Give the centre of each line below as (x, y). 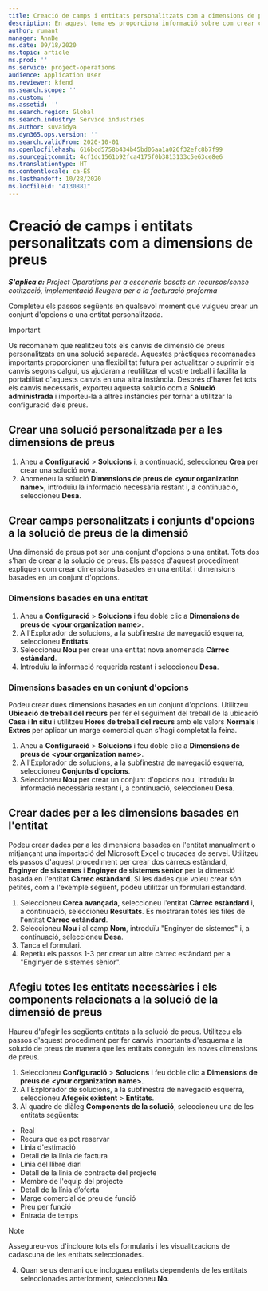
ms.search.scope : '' (43, 90)
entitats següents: (49, 1115)
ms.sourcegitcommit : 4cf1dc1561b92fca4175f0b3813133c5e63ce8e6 (116, 156)
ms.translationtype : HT (48, 164)
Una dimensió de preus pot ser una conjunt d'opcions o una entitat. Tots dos (134, 552)
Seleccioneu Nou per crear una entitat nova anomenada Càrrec (124, 649)
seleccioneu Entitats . (55, 641)
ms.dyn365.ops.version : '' (53, 134)
